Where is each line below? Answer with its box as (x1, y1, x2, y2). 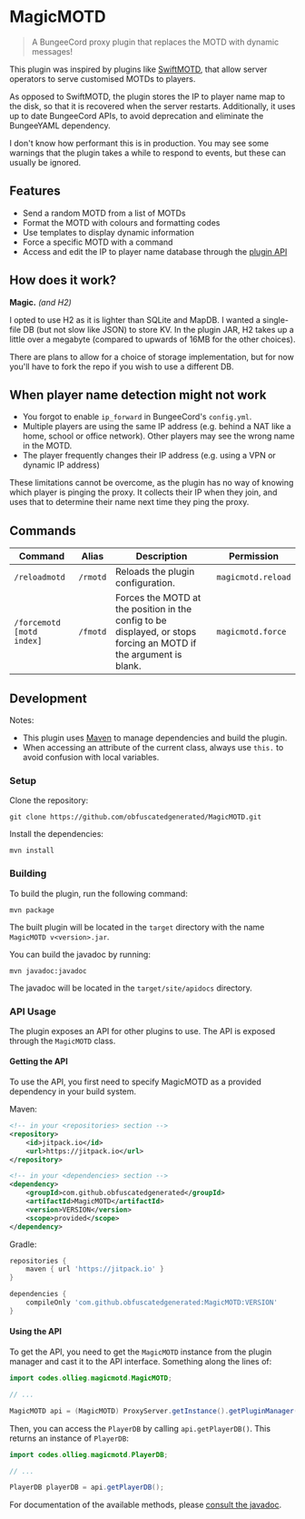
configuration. (114, 577, 175, 589)
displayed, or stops (114, 626, 197, 639)
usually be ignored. (9, 156, 82, 167)
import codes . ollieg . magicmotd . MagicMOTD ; (9, 1373, 172, 1383)
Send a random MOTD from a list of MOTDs (22, 207, 186, 218)
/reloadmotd (14, 572, 66, 583)
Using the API (9, 1326, 62, 1337)
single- (262, 314, 289, 325)
